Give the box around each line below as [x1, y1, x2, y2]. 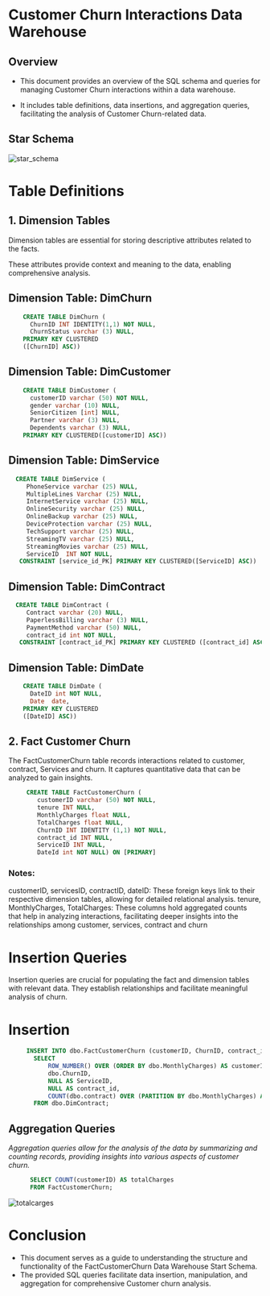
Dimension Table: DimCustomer [8, 365, 171, 379]
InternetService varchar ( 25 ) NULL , [26, 497, 149, 505]
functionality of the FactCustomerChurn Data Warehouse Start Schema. [19, 1261, 258, 1271]
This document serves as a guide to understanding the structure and [19, 1252, 247, 1262]
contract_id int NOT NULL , [26, 631, 117, 639]
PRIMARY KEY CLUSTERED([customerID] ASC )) [22, 431, 167, 440]
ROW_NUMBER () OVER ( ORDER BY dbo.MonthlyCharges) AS [47, 1062, 228, 1070]
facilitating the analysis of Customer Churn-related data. [19, 109, 207, 118]
